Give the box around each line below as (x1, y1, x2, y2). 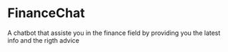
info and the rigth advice (7, 36, 80, 44)
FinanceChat (7, 5, 85, 21)
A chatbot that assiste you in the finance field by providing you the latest (7, 28, 221, 37)
